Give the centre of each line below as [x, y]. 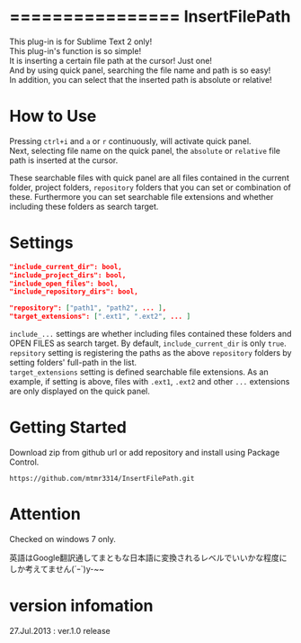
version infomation [81, 606]
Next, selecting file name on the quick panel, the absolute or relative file [145, 150]
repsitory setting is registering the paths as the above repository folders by [150, 353]
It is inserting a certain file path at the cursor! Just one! [111, 60]
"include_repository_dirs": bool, [74, 292]
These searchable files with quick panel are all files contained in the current [149, 177]
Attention [45, 514]
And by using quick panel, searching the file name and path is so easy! [140, 70]
